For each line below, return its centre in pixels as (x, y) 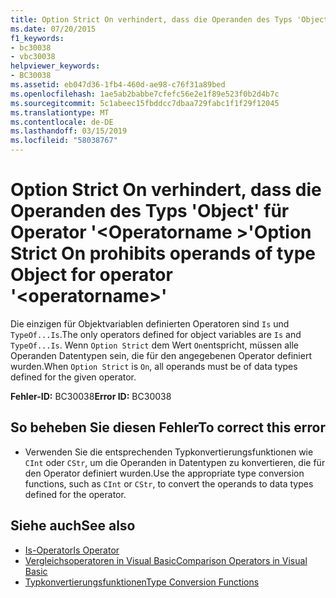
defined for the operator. (75, 494)
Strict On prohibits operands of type (163, 253)
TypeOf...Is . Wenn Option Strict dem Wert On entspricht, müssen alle (154, 345)
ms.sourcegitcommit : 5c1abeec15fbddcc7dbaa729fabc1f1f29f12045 (145, 103)
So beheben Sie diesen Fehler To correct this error (168, 427)
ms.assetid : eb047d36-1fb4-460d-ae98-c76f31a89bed (118, 85)
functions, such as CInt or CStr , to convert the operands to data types (169, 483)
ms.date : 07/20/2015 (53, 29)
